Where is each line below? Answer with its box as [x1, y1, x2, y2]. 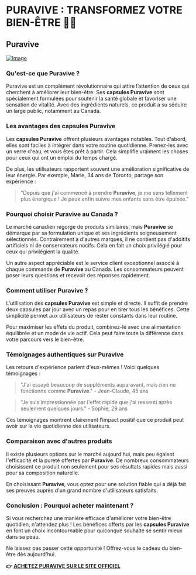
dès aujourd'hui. [16, 551, 56, 558]
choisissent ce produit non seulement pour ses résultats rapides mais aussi [6, 463, 188, 470]
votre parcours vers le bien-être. [6, 336, 85, 343]
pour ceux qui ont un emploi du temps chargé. [6, 154, 118, 161]
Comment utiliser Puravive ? [6, 286, 88, 294]
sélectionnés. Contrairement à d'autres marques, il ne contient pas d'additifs [6, 235, 191, 243]
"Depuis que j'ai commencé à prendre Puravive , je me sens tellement [20, 189, 188, 196]
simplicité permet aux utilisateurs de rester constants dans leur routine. [6, 312, 177, 319]
